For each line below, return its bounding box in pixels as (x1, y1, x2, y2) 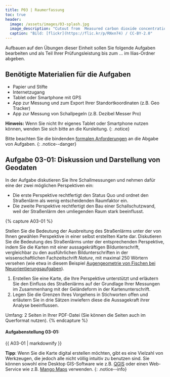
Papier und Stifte (12, 83, 48, 90)
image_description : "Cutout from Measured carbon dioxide (10, 26, 137, 31)
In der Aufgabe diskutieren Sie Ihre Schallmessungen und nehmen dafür (5, 177, 156, 183)
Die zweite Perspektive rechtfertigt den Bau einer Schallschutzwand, (12, 203, 156, 209)
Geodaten (5, 163, 37, 172)
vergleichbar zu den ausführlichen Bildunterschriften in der (5, 249, 128, 256)
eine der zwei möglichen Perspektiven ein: (5, 182, 94, 188)
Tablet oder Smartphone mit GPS (12, 94, 81, 100)
